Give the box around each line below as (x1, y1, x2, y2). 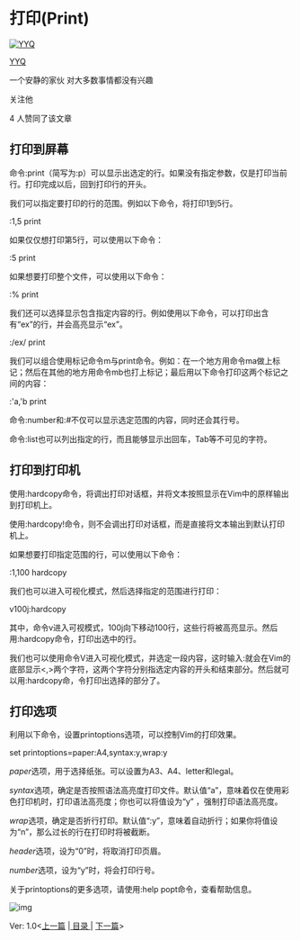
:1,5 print (9, 215, 42, 226)
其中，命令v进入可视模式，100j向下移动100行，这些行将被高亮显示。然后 (9, 622, 278, 633)
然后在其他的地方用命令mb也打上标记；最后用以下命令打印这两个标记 (24, 366, 281, 377)
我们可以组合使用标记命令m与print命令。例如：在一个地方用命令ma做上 (9, 355, 273, 366)
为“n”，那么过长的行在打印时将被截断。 (9, 827, 155, 837)
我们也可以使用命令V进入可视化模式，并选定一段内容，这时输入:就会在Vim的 (9, 652, 292, 663)
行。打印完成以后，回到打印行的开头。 (9, 178, 151, 189)
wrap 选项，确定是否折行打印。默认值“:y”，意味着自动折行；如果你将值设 (9, 816, 278, 827)
